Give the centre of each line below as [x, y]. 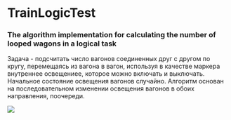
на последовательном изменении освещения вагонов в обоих [101, 88]
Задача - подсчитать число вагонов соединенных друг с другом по [109, 59]
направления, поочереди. [46, 96]
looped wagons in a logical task [62, 44]
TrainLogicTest [52, 13]
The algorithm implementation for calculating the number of [112, 35]
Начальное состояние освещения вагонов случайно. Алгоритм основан [115, 81]
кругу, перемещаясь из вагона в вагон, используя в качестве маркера [114, 66]
